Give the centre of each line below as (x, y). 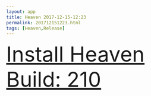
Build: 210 (54, 79)
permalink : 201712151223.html (44, 23)
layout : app (21, 12)
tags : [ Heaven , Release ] (36, 28)
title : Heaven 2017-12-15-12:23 (46, 17)
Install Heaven (75, 55)
